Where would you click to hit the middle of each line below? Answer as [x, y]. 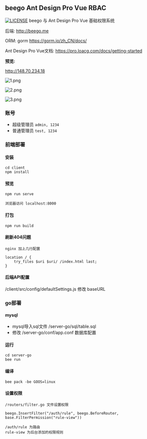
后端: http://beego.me [27, 31]
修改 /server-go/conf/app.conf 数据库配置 [54, 333]
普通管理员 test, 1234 [34, 131]
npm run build [20, 226]
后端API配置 [17, 277]
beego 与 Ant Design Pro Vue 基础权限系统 [72, 20]
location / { [18, 257]
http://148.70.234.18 [25, 71]
